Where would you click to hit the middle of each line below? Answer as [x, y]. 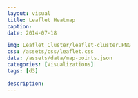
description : [26, 84]
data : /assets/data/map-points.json [60, 58]
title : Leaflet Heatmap [41, 20]
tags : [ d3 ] [23, 71]
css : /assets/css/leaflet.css [51, 52]
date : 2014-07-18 [32, 33]
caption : [20, 26]
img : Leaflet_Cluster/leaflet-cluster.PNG [69, 46]
